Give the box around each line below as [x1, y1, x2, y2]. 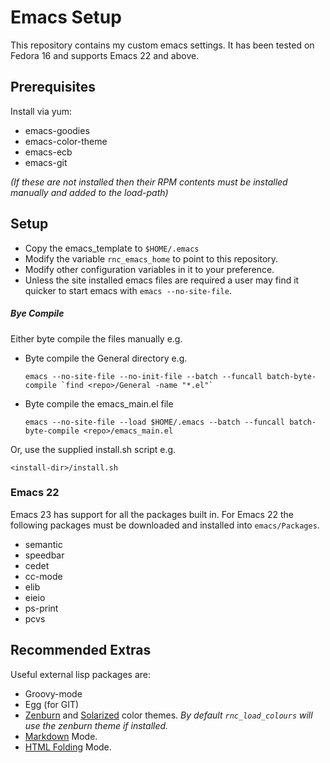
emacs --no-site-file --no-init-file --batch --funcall [24, 371, 263, 381]
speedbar [24, 549, 65, 561]
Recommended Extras [10, 642, 152, 659]
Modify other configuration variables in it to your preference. [24, 263, 275, 275]
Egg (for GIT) [24, 698, 80, 710]
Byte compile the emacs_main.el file [24, 397, 174, 410]
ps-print [24, 602, 59, 614]
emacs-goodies [24, 124, 90, 136]
